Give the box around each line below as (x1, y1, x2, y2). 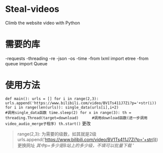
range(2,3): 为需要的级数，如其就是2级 (17, 131, 97, 137)
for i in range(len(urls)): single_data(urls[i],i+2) (5, 105, 119, 110)
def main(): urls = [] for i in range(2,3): (5, 96, 99, 101)
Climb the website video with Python (5, 20, 81, 26)
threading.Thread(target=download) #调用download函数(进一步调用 (5, 115, 148, 120)
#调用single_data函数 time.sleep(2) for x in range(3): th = (5, 110, 132, 115)
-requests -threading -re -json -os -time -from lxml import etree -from (5, 55, 149, 61)
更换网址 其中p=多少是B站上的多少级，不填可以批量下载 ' (17, 142, 134, 148)
